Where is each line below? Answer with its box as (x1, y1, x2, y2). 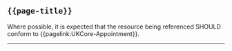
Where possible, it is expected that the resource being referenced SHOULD (7, 22, 221, 31)
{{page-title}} (7, 6, 72, 16)
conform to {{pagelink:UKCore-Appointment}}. (7, 29, 140, 37)
